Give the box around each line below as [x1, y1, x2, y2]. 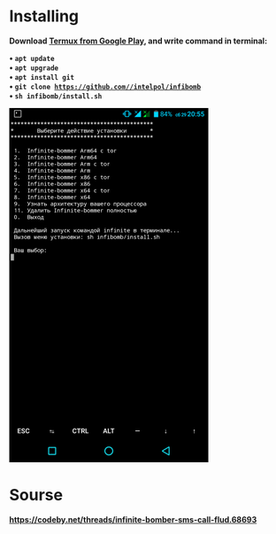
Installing [9, 6, 80, 27]
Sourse [9, 485, 64, 506]
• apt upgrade [9, 62, 59, 73]
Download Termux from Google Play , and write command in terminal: [9, 35, 268, 46]
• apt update [9, 52, 55, 63]
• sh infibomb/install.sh [9, 90, 103, 101]
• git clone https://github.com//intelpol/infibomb [9, 81, 202, 91]
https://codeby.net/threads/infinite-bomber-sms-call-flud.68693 [9, 514, 257, 524]
